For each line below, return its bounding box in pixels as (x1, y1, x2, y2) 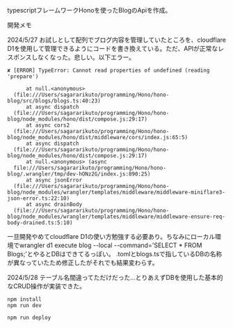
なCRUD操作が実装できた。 (7, 282, 86, 290)
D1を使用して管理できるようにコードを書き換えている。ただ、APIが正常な (7, 45, 218, 52)
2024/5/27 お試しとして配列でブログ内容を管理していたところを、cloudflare (7, 36, 226, 44)
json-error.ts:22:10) (7, 195, 70, 202)
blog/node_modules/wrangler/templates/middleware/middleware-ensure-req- (7, 213, 226, 220)
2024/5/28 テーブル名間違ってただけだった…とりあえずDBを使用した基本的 (7, 274, 224, 281)
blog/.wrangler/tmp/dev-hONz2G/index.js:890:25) (7, 171, 151, 178)
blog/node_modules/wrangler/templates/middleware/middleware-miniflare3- (7, 189, 226, 196)
